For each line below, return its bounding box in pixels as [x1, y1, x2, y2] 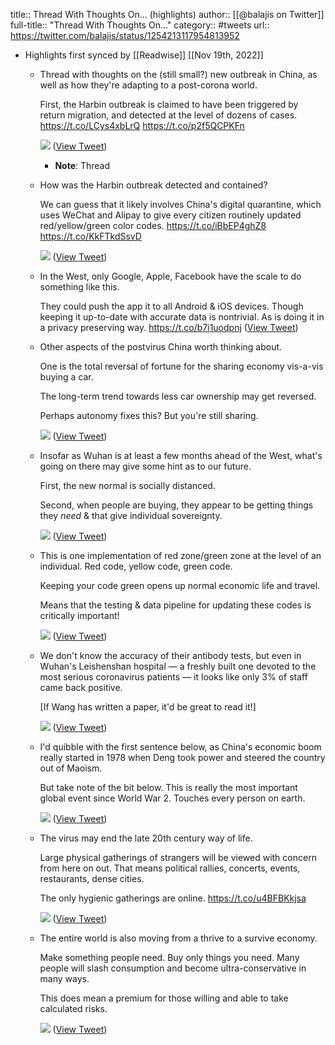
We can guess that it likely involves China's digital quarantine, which [39, 199, 322, 210]
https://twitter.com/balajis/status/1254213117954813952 [10, 30, 240, 41]
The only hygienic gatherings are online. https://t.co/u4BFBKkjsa [39, 892, 307, 904]
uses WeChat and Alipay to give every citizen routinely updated [39, 209, 302, 221]
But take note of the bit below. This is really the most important [39, 782, 298, 793]
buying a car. [39, 371, 94, 383]
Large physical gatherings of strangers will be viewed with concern [39, 852, 317, 863]
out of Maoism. [39, 762, 103, 774]
